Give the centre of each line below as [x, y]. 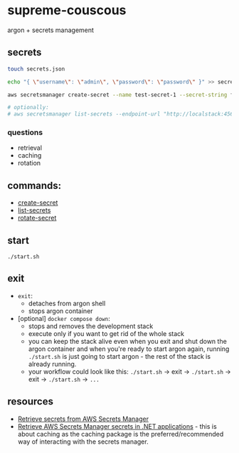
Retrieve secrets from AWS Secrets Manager [83, 419]
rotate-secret [37, 218]
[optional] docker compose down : [64, 318]
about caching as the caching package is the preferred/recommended [121, 434]
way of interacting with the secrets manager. [83, 442]
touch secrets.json [36, 69]
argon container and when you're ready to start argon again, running [129, 349]
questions [25, 133]
